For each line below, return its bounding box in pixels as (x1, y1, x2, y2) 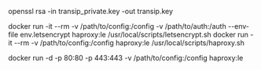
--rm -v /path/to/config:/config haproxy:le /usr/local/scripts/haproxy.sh (13, 38, 245, 47)
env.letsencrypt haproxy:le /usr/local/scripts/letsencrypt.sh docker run (20, 30, 249, 39)
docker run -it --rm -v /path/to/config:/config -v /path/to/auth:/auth (8, 22, 226, 30)
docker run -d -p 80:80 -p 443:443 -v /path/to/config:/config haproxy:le (8, 54, 244, 62)
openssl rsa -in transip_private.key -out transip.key (8, 7, 174, 16)
